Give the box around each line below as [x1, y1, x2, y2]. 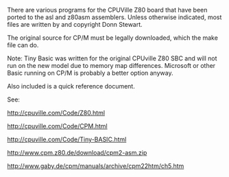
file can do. [7, 41, 39, 49]
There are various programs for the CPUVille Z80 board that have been [7, 6, 208, 14]
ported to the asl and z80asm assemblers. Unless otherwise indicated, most [7, 13, 222, 21]
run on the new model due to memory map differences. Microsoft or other [7, 62, 216, 69]
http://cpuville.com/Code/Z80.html [7, 109, 105, 117]
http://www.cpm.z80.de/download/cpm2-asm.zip [7, 149, 147, 156]
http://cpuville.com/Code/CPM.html [7, 122, 108, 130]
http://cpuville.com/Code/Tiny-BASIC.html [7, 135, 127, 143]
